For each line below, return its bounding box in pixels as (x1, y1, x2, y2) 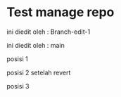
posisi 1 (6, 54, 29, 63)
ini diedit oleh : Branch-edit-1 (6, 27, 91, 36)
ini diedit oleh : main (6, 41, 65, 49)
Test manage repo (6, 4, 115, 20)
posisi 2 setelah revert (6, 68, 71, 77)
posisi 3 (6, 82, 30, 90)
